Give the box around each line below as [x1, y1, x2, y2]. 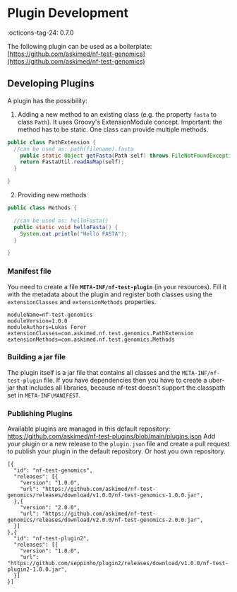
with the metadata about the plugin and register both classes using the [7, 290, 213, 298]
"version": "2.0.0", [20, 504, 80, 511]
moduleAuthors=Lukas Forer [7, 323, 87, 330]
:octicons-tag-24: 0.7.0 [7, 28, 74, 37]
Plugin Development [7, 5, 129, 21]
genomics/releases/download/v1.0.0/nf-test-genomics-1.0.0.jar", [7, 492, 203, 499]
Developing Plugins [7, 78, 95, 90]
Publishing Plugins [7, 408, 73, 418]
